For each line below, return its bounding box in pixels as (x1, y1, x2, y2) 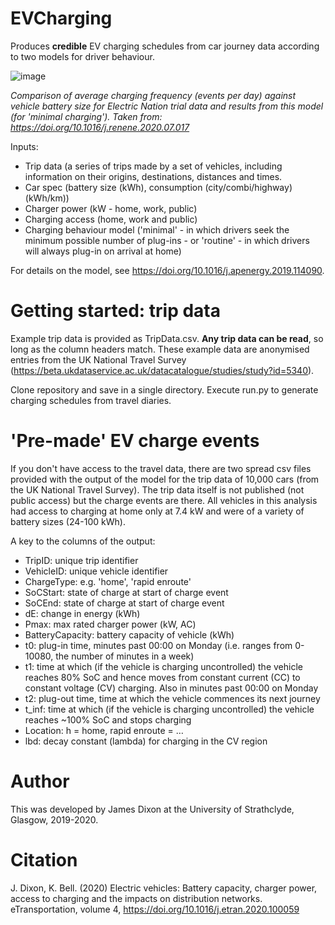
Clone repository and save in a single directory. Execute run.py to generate (10, 383, 319, 396)
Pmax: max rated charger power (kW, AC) (24, 618, 197, 630)
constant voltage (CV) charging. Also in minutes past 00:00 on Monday (24, 682, 319, 694)
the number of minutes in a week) (55, 650, 195, 662)
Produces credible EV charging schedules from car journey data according (10, 40, 320, 52)
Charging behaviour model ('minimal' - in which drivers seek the (24, 223, 290, 236)
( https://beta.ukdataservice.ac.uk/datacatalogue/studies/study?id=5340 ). (10, 364, 315, 376)
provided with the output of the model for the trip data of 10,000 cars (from (10, 473, 320, 485)
